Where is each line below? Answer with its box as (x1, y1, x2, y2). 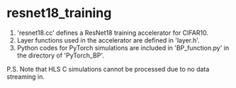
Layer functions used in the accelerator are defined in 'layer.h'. (16, 35, 200, 44)
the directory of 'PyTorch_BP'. (16, 51, 104, 60)
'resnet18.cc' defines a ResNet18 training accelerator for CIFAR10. (16, 28, 208, 37)
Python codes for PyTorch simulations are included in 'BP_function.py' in (16, 43, 230, 52)
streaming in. (6, 72, 45, 81)
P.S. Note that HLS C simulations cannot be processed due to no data (6, 65, 210, 73)
